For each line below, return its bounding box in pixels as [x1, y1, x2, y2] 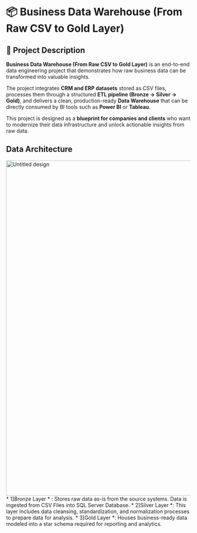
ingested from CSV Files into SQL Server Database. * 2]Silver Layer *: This [6, 501, 186, 508]
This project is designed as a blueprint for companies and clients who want [6, 115, 191, 122]
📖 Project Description [6, 45, 86, 55]
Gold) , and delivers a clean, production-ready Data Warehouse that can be [6, 97, 188, 104]
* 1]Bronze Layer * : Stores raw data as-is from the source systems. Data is [6, 495, 187, 502]
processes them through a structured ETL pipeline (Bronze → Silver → [6, 91, 177, 98]
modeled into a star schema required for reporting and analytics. [6, 520, 162, 527]
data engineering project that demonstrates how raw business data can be [6, 67, 186, 74]
